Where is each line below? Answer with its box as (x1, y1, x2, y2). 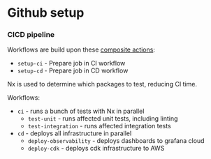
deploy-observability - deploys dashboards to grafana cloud (27, 137, 205, 145)
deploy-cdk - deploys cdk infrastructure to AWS (27, 144, 165, 153)
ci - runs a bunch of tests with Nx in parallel (17, 107, 145, 116)
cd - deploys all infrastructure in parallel (17, 129, 132, 137)
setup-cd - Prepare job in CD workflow (17, 66, 129, 75)
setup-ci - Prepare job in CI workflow (17, 59, 126, 68)
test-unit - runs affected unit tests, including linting (27, 114, 178, 123)
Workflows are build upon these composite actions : (7, 45, 156, 54)
